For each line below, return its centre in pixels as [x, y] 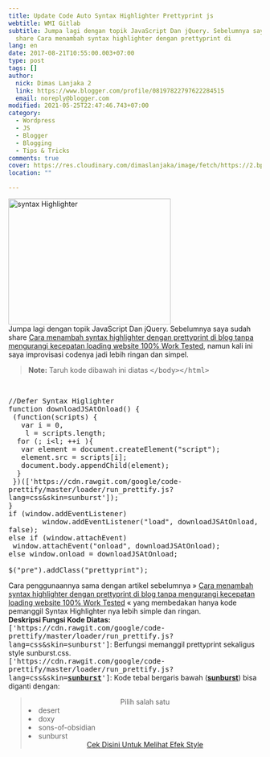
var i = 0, [43, 425]
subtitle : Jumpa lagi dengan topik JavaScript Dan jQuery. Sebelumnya [129, 31]
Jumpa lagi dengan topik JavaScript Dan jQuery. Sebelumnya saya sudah [130, 329]
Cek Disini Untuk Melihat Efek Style [145, 745]
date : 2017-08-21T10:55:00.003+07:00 [72, 53]
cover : [19, 166]
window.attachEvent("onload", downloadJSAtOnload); [117, 546]
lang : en [23, 46]
